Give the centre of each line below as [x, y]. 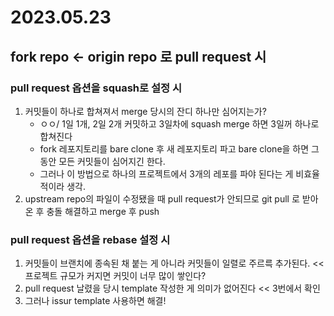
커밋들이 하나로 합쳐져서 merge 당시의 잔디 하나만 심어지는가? [145, 111]
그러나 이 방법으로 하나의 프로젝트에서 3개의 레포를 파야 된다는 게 [166, 173]
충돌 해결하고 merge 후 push [103, 211]
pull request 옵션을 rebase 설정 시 [90, 239]
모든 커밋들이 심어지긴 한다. [112, 161]
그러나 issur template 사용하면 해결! [95, 301]
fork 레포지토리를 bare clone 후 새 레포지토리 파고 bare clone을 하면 [174, 148]
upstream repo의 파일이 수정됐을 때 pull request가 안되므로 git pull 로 [162, 198]
